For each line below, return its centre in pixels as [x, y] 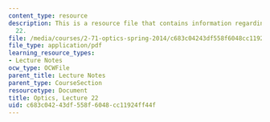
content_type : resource [48, 16]
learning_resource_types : [51, 53]
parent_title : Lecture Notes [57, 75]
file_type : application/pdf [55, 46]
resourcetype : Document [48, 90]
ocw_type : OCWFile [39, 68]
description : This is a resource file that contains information [120, 23]
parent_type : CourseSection [55, 83]
